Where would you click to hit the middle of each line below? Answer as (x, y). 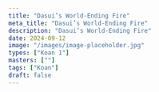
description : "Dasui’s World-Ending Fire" (80, 30)
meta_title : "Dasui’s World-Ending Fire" (78, 23)
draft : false (30, 75)
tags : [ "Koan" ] (34, 68)
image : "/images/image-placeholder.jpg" (77, 46)
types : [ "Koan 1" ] (39, 53)
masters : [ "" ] (32, 61)
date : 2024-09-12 (37, 38)
